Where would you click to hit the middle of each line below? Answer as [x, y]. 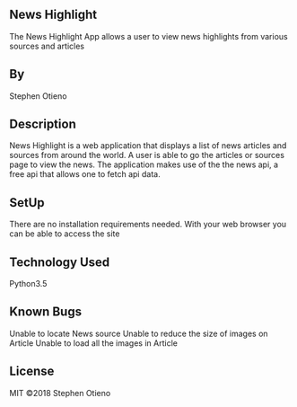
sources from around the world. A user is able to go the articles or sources [147, 155]
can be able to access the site [65, 234]
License [32, 372]
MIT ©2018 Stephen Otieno [60, 393]
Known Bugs [46, 312]
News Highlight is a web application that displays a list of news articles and [148, 146]
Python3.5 [28, 284]
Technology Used [60, 262]
